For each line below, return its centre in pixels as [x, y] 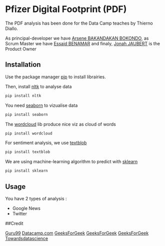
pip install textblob [28, 152]
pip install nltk [23, 96]
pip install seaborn [27, 114]
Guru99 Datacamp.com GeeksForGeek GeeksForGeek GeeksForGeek [77, 233]
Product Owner [21, 49]
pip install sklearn [27, 171]
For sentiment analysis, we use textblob [46, 143]
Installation [23, 65]
